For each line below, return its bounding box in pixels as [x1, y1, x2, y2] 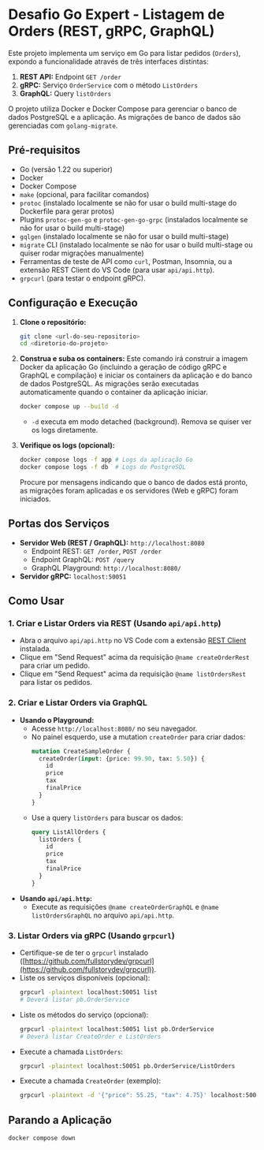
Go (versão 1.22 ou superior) [19, 164, 113, 174]
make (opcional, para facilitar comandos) [19, 189, 150, 199]
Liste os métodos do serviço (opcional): [19, 1010, 149, 1019]
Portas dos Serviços [8, 517, 110, 530]
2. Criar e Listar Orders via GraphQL [8, 698, 147, 709]
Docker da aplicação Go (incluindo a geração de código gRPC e [19, 363, 227, 372]
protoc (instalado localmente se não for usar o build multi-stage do [19, 198, 237, 207]
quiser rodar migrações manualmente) [19, 248, 144, 258]
